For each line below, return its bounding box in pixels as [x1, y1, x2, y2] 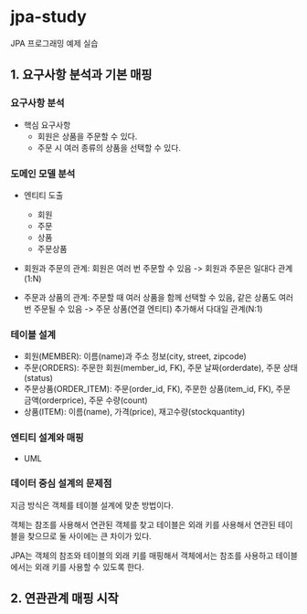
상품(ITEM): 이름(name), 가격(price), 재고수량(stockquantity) [23, 407, 246, 418]
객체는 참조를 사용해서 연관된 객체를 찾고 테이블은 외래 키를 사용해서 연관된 [10, 519, 277, 530]
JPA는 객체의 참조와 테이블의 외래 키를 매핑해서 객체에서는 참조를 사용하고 [10, 550, 274, 561]
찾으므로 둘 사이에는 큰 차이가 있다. [26, 530, 152, 541]
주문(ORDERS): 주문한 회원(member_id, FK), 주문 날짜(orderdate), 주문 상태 [23, 363, 298, 374]
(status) [23, 373, 54, 384]
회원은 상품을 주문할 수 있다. [37, 131, 138, 142]
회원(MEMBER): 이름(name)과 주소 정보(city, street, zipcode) [23, 351, 248, 362]
